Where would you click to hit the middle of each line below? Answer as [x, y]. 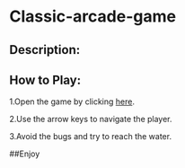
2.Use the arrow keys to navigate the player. [91, 119]
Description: [45, 50]
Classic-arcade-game [93, 17]
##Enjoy [25, 154]
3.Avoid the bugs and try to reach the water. [91, 137]
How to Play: [45, 80]
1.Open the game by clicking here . [72, 102]
